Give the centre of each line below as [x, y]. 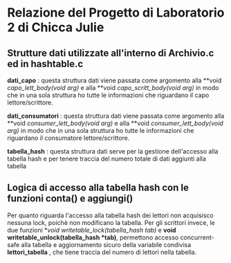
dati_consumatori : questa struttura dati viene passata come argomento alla [116, 116]
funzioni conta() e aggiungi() [70, 199]
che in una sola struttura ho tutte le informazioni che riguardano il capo [108, 95]
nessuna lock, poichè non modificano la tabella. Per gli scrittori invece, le [111, 222]
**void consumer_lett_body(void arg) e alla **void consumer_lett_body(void [115, 123]
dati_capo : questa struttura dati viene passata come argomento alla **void [114, 80]
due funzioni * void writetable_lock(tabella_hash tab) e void [92, 230]
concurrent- [197, 237]
